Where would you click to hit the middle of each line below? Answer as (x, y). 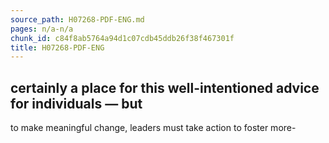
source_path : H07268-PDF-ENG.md (77, 19)
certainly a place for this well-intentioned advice (165, 87)
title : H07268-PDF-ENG (57, 47)
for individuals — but (76, 103)
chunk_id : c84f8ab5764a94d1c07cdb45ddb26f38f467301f (122, 38)
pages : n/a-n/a (42, 29)
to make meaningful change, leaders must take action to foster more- (153, 128)
